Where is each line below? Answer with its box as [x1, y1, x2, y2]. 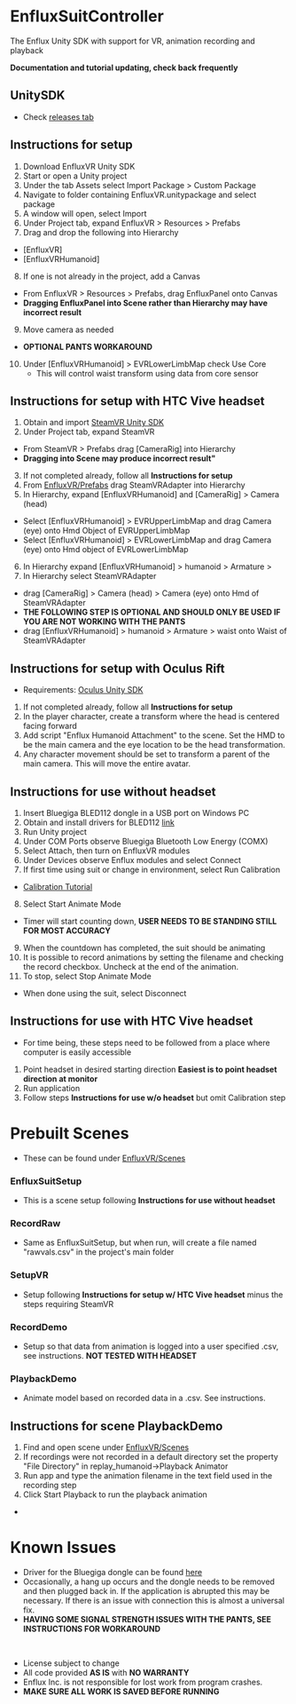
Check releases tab [22, 111, 94, 122]
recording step [22, 1480, 77, 1491]
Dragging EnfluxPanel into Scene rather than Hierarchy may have [22, 297, 269, 308]
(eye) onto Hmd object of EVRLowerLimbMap [22, 544, 189, 555]
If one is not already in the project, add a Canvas [22, 271, 200, 281]
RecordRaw [10, 1217, 61, 1229]
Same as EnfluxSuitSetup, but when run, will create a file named [22, 1237, 257, 1248]
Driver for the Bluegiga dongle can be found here [22, 1566, 203, 1577]
